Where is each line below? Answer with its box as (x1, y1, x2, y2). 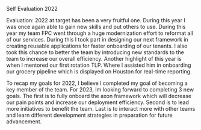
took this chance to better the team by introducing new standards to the (6, 49, 185, 56)
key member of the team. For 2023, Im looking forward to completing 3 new (6, 86, 194, 93)
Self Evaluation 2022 (6, 5, 58, 12)
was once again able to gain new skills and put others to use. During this (6, 23, 186, 30)
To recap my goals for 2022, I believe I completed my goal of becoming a (6, 79, 188, 87)
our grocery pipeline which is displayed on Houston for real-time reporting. (6, 68, 192, 75)
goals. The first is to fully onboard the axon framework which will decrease (6, 93, 192, 99)
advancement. (6, 118, 42, 125)
